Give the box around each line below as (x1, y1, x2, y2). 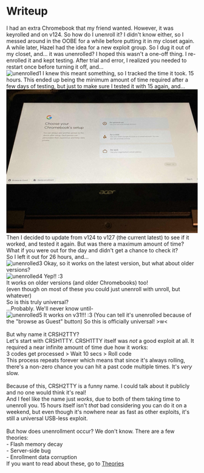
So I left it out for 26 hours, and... (6, 253, 89, 260)
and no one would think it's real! (6, 388, 87, 396)
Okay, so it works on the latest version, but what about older (43, 260, 194, 267)
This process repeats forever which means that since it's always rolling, (6, 356, 185, 364)
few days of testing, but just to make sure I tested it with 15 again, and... (6, 82, 185, 89)
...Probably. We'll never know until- (6, 305, 94, 312)
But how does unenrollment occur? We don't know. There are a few (6, 427, 175, 435)
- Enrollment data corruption (6, 453, 78, 460)
